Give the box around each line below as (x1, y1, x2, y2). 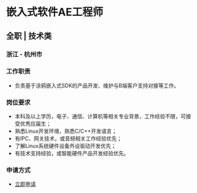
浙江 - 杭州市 (6, 50, 43, 58)
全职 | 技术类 (6, 31, 52, 41)
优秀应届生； (20, 120, 51, 127)
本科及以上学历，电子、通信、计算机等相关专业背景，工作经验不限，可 (14, 113, 186, 120)
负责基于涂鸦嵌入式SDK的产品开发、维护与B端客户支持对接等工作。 (14, 82, 179, 89)
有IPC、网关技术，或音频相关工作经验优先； (14, 135, 122, 142)
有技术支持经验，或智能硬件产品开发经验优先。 (14, 150, 129, 157)
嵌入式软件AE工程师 (6, 5, 104, 19)
